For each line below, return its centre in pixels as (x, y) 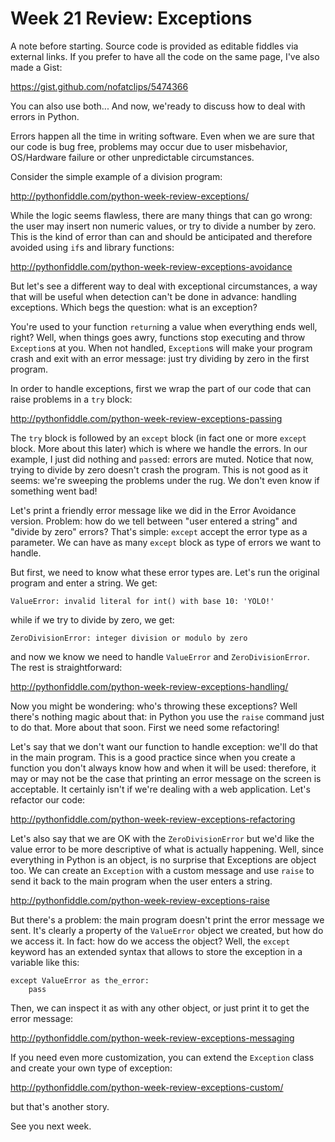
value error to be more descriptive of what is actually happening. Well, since (167, 849)
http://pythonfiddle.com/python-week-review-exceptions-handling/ (149, 686)
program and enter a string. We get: (84, 583)
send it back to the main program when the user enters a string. (141, 881)
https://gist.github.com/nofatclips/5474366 (99, 86)
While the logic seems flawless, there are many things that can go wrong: (161, 215)
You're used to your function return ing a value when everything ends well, (164, 326)
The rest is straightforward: (66, 667)
